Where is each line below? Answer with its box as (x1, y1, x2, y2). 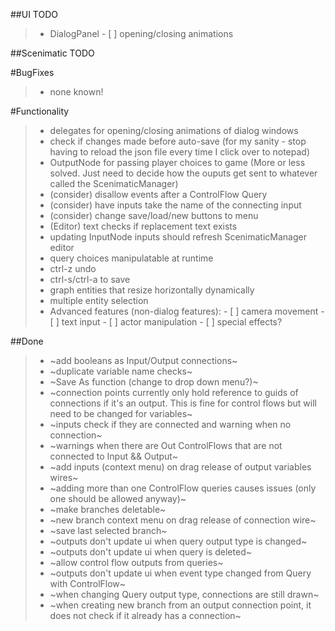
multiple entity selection (49, 295, 149, 306)
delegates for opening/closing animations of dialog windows (49, 125, 299, 136)
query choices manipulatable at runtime (49, 252, 214, 264)
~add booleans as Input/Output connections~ (49, 355, 238, 366)
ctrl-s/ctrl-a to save (49, 274, 131, 285)
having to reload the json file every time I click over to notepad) (49, 146, 311, 158)
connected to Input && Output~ (49, 450, 178, 462)
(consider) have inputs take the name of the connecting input (49, 199, 302, 211)
